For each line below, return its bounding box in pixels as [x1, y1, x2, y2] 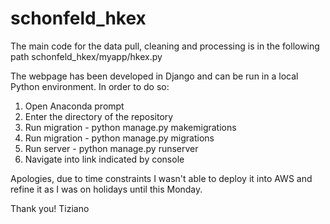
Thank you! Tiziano [10, 202, 90, 214]
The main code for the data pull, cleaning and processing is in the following [10, 40, 320, 52]
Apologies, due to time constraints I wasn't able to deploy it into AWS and [10, 172, 313, 184]
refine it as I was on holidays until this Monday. [10, 183, 203, 195]
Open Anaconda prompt [24, 100, 125, 112]
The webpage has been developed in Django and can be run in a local [10, 70, 299, 82]
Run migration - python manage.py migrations [24, 132, 215, 144]
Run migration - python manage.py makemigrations [24, 121, 237, 133]
